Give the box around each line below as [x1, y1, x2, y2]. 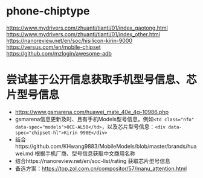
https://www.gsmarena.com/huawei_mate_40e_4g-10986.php [14, 108, 169, 115]
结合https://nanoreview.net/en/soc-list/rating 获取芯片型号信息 [14, 157, 171, 164]
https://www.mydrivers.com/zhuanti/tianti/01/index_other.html [6, 30, 160, 37]
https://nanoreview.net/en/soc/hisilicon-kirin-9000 [6, 37, 133, 44]
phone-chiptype [6, 4, 90, 18]
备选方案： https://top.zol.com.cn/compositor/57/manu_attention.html [14, 165, 187, 172]
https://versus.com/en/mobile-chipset [6, 43, 101, 51]
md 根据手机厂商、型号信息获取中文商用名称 [25, 150, 136, 157]
